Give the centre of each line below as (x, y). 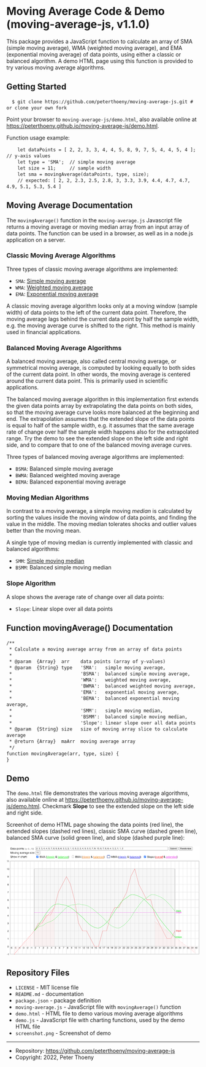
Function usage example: (38, 138)
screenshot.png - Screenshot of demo (63, 1033)
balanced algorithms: (33, 549)
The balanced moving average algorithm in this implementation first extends (103, 399)
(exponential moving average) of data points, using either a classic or (94, 54)
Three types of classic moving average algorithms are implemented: (93, 269)
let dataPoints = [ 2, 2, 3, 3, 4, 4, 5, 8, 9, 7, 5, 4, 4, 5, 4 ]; (107, 150)
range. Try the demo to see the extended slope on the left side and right (97, 439)
